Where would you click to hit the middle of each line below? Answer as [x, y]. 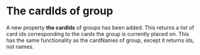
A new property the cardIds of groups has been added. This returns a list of [100, 27]
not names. [20, 47]
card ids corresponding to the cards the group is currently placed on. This [98, 33]
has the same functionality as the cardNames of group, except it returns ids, [100, 40]
